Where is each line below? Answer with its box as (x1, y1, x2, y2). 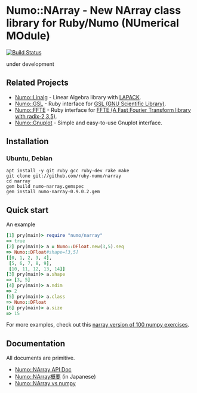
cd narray (6, 178, 31, 184)
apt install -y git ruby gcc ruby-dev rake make (6, 168, 130, 174)
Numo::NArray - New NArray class (6, 4, 181, 17)
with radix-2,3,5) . (14, 112, 57, 120)
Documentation (6, 339, 66, 349)
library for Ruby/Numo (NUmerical (6, 16, 179, 30)
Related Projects (6, 78, 69, 88)
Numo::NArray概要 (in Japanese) (14, 373, 97, 380)
